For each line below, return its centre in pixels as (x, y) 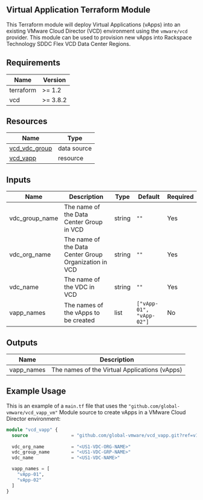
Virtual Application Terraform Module (79, 10)
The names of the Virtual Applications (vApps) (117, 370)
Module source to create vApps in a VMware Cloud (122, 412)
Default (149, 197)
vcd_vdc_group (31, 149)
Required (180, 197)
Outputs (22, 343)
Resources (27, 121)
